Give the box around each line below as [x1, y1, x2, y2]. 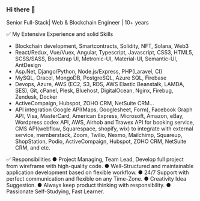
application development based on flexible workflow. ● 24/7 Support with [6, 169, 189, 176]
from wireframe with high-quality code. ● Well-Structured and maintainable [6, 163, 194, 170]
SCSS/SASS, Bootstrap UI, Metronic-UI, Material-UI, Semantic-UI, [14, 55, 178, 62]
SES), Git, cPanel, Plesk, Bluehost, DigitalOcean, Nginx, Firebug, [14, 87, 174, 95]
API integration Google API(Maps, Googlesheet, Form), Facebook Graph [14, 106, 193, 113]
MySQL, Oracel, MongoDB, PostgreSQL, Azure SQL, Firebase [14, 74, 167, 81]
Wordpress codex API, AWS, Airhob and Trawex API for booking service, [14, 119, 195, 126]
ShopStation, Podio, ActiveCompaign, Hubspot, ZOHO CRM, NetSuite [14, 138, 187, 145]
